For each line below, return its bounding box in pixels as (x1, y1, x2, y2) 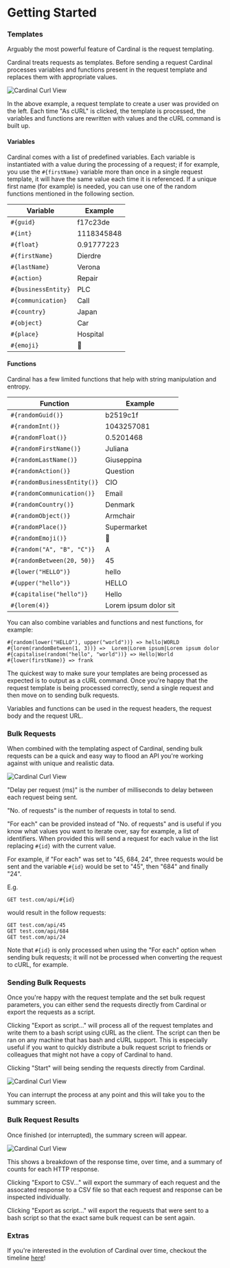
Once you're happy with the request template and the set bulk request (7, 993, 206, 1001)
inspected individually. (7, 1193, 71, 1201)
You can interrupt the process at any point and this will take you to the (7, 1090, 205, 1099)
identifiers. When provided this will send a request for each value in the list (7, 835, 218, 843)
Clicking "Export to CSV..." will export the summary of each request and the (7, 1178, 221, 1186)
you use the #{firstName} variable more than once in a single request (7, 167, 203, 176)
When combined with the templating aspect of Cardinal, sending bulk (7, 745, 203, 753)
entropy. (7, 382, 31, 391)
